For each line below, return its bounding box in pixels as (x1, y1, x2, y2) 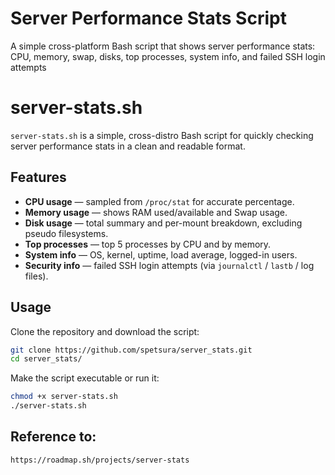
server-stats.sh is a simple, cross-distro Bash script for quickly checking (10, 129, 314, 141)
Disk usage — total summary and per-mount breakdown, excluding (24, 217, 303, 229)
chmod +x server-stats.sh (10, 392, 118, 402)
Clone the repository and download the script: (10, 325, 200, 337)
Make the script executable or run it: (10, 372, 160, 384)
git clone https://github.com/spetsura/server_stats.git (10, 345, 253, 355)
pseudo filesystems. (24, 227, 109, 239)
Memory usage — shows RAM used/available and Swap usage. (24, 206, 288, 218)
